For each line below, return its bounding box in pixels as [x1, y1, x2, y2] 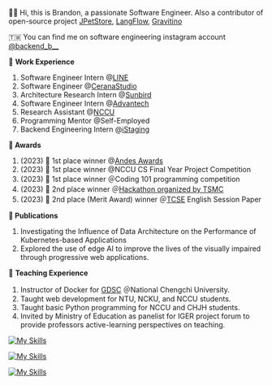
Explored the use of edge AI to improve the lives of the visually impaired [19, 244, 261, 253]
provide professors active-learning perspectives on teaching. [19, 320, 226, 329]
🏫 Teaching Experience [8, 268, 89, 278]
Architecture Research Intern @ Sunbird [19, 90, 152, 99]
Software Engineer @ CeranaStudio [19, 81, 137, 91]
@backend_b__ [8, 41, 59, 50]
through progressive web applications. [19, 253, 149, 262]
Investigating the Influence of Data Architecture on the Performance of [19, 227, 257, 236]
